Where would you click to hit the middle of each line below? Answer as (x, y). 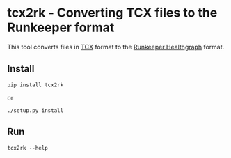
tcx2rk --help (28, 148)
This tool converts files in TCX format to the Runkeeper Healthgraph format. (116, 47)
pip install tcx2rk (35, 85)
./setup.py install (35, 110)
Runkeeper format (61, 27)
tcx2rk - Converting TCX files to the (112, 13)
